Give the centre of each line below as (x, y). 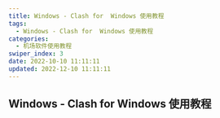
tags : (18, 24)
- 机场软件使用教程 (44, 46)
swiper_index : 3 (36, 54)
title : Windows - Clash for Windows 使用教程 (86, 16)
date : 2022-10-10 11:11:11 (54, 62)
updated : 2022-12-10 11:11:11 (60, 69)
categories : (29, 39)
